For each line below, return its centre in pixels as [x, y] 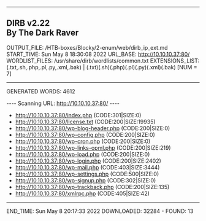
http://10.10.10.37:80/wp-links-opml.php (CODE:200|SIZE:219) [93, 147]
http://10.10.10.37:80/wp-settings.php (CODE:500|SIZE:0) [87, 174]
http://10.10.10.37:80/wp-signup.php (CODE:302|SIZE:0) [86, 180]
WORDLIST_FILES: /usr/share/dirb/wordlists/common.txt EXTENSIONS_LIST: [103, 60]
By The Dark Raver [43, 33]
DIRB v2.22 [28, 23]
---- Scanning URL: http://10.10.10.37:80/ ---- [63, 103]
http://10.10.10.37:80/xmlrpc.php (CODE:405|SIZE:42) [82, 193]
